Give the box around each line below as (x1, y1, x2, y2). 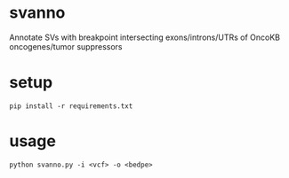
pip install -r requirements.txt (9, 101, 133, 111)
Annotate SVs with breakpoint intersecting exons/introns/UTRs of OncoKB (9, 32, 280, 43)
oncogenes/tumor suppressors (9, 41, 123, 51)
